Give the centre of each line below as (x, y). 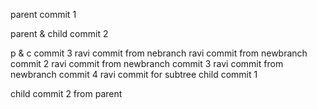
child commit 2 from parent (66, 93)
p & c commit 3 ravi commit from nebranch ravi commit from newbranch (159, 53)
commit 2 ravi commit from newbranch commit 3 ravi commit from (147, 63)
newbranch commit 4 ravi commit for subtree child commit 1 (134, 74)
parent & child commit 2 (59, 33)
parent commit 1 (43, 14)
